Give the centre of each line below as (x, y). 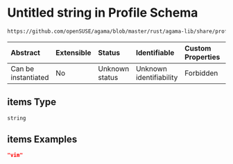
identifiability (157, 77)
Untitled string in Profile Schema (103, 13)
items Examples (42, 139)
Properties (202, 57)
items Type (32, 102)
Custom (198, 48)
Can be (23, 69)
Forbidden (201, 73)
